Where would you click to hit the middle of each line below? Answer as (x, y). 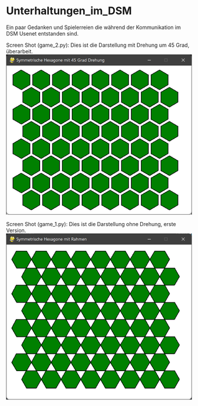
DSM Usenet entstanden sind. (42, 33)
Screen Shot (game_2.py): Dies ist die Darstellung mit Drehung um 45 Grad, (98, 45)
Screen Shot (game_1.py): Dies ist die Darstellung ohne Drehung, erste (91, 224)
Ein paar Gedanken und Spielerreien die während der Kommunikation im (93, 27)
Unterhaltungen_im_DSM (69, 11)
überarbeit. (20, 51)
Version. (16, 230)
